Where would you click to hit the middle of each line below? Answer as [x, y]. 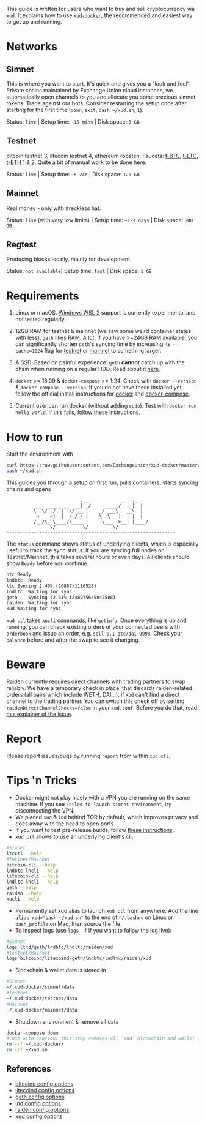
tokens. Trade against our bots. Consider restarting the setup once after [97, 103]
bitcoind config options [44, 1084]
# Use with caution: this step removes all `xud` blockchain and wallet [101, 1038]
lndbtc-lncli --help [33, 871]
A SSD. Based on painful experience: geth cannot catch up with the [100, 362]
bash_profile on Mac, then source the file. [68, 923]
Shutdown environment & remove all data [67, 1021]
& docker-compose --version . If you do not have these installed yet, [99, 388]
